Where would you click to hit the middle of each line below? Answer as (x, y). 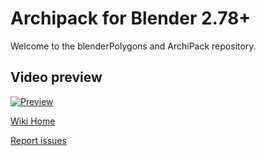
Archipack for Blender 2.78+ (131, 18)
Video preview (56, 77)
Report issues (38, 140)
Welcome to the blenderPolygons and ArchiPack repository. (133, 46)
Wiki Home (33, 121)
